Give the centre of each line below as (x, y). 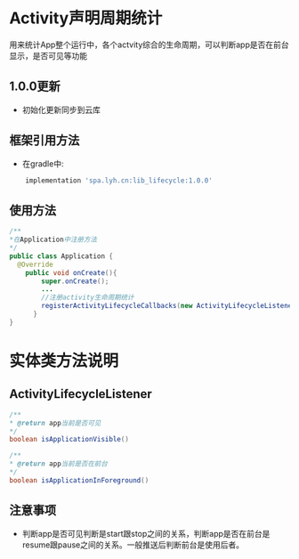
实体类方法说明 (64, 361)
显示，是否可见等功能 (48, 55)
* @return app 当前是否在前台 (59, 464)
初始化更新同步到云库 (61, 109)
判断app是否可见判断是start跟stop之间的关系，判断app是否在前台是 (146, 533)
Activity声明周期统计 (86, 18)
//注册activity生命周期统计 (88, 298)
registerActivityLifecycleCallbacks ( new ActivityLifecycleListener (169, 306)
